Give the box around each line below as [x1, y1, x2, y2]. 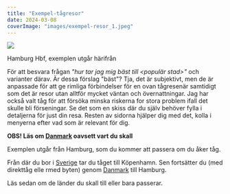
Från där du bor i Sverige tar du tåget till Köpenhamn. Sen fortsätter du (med [7, 158, 223, 167]
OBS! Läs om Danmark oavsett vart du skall [7, 132, 133, 141]
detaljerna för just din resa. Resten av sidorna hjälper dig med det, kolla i [7, 111, 211, 120]
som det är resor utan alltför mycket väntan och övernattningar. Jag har [7, 90, 209, 98]
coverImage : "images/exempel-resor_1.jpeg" [7, 23, 134, 29]
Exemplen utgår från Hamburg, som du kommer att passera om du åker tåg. [7, 145, 221, 154]
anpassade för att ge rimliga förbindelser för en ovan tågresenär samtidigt [7, 82, 216, 90]
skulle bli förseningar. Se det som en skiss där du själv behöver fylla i [7, 104, 203, 112]
